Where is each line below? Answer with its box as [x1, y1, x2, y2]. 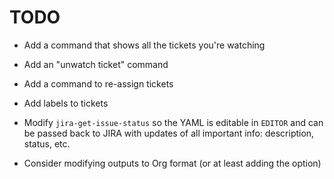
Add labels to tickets [23, 97, 109, 109]
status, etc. [23, 137, 71, 150]
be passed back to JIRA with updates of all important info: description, [23, 127, 315, 139]
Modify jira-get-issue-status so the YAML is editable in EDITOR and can [23, 116, 324, 128]
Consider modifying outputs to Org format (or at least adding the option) [23, 157, 322, 169]
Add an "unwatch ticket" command [23, 58, 169, 70]
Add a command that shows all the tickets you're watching [23, 39, 266, 51]
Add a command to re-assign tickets [23, 77, 174, 90]
